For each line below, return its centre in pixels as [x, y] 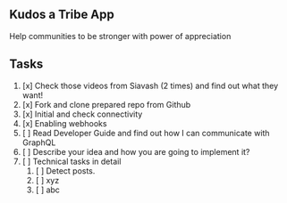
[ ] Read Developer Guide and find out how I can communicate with [146, 133]
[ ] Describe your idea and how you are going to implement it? [136, 151]
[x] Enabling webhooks [64, 123]
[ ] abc [48, 190]
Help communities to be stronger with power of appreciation [120, 36]
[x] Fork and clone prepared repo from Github [106, 104]
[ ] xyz [47, 180]
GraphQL [39, 142]
